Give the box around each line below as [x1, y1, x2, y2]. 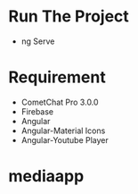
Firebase [20, 105, 54, 117]
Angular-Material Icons [20, 125, 106, 136]
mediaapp [8, 166, 85, 187]
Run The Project [8, 6, 130, 27]
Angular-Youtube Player [20, 134, 109, 145]
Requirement [8, 67, 106, 88]
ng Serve [20, 36, 55, 46]
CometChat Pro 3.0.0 [20, 97, 99, 107]
